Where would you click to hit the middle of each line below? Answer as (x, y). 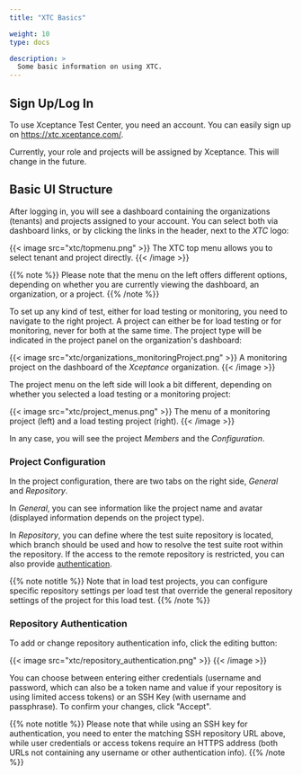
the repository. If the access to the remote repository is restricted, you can (147, 555)
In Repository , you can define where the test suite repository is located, (142, 535)
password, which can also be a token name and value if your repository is (146, 688)
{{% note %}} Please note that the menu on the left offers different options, (148, 274)
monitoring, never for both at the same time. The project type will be (136, 330)
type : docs (30, 42)
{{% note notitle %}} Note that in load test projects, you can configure (138, 582)
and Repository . (39, 491)
